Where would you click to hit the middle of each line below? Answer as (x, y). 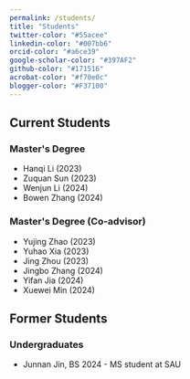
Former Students (58, 319)
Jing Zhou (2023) (56, 260)
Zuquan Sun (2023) (60, 178)
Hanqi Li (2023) (52, 169)
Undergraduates (47, 344)
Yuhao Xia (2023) (56, 251)
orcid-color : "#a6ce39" (55, 52)
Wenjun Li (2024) (55, 188)
